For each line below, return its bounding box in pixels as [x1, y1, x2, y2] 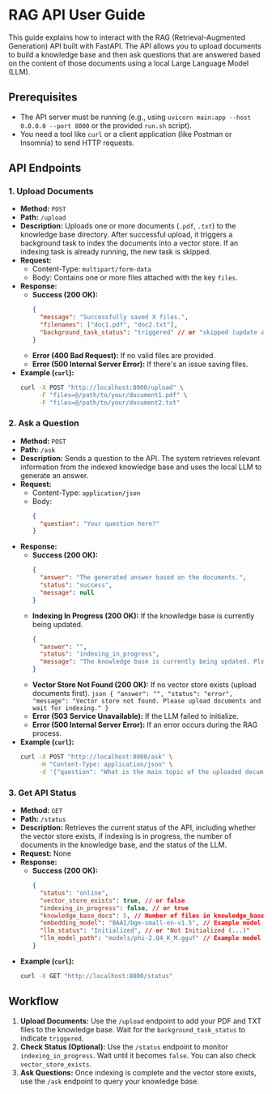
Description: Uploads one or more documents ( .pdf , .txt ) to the [19, 221, 236, 231]
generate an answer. [19, 470, 89, 480]
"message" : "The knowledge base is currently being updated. [39, 658, 251, 666]
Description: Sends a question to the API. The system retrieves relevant [19, 453, 261, 463]
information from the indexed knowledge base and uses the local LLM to [19, 462, 262, 472]
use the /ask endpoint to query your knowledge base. [19, 1076, 200, 1086]
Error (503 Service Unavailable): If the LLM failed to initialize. [32, 712, 239, 721]
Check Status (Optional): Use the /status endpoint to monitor [19, 1041, 228, 1051]
